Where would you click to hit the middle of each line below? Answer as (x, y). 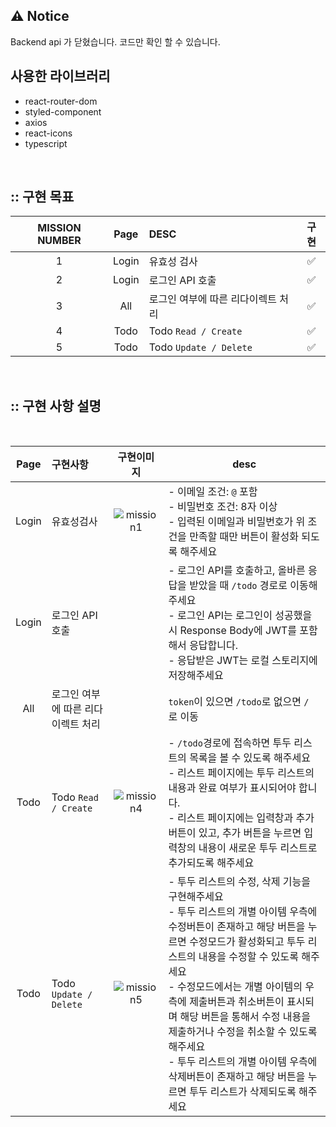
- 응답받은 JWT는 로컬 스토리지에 (243, 661)
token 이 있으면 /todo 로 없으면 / (239, 702)
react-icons (48, 133)
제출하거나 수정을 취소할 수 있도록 (243, 1032)
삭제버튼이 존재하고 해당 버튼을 (237, 1077)
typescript (46, 143)
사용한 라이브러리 (60, 76)
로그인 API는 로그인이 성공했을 (245, 616)
